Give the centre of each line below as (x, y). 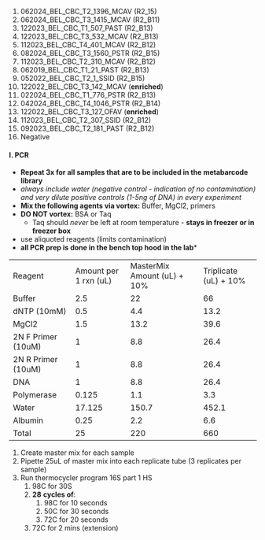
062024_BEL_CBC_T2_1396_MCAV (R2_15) (88, 11)
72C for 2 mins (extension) (75, 528)
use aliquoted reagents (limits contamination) (94, 239)
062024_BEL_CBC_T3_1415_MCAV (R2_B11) (90, 20)
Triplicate (221, 271)
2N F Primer (35, 337)
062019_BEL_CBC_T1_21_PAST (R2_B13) (85, 70)
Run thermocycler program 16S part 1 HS (86, 478)
